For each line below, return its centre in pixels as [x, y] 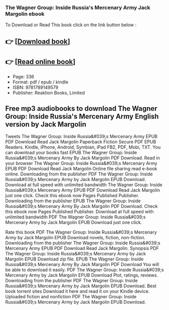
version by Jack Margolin [46, 124]
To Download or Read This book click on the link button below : [71, 25]
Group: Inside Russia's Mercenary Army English [82, 116]
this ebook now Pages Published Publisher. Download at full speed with [79, 212]
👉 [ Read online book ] [40, 62]
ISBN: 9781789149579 [35, 87]
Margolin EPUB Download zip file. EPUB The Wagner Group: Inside [74, 259]
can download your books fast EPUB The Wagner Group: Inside [71, 153]
